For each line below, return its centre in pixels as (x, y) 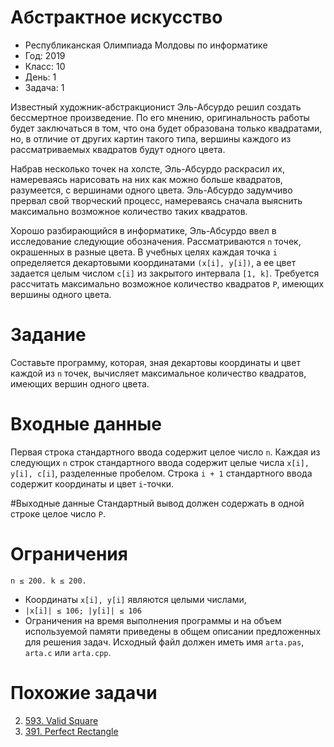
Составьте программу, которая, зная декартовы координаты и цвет (155, 362)
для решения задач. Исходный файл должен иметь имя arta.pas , (164, 642)
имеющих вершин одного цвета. (80, 383)
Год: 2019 (45, 55)
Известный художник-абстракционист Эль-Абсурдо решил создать (156, 107)
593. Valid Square (61, 720)
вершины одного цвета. (61, 294)
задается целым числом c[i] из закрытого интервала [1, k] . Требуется (165, 273)
